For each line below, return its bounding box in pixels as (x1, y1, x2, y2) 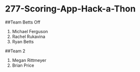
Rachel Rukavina (12, 34, 46, 39)
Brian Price (12, 62, 34, 68)
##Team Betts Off (5, 19, 41, 25)
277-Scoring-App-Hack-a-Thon (5, 3, 136, 14)
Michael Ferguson (12, 28, 48, 34)
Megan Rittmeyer (12, 57, 47, 63)
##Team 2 (5, 48, 26, 54)
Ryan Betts (12, 38, 34, 44)
